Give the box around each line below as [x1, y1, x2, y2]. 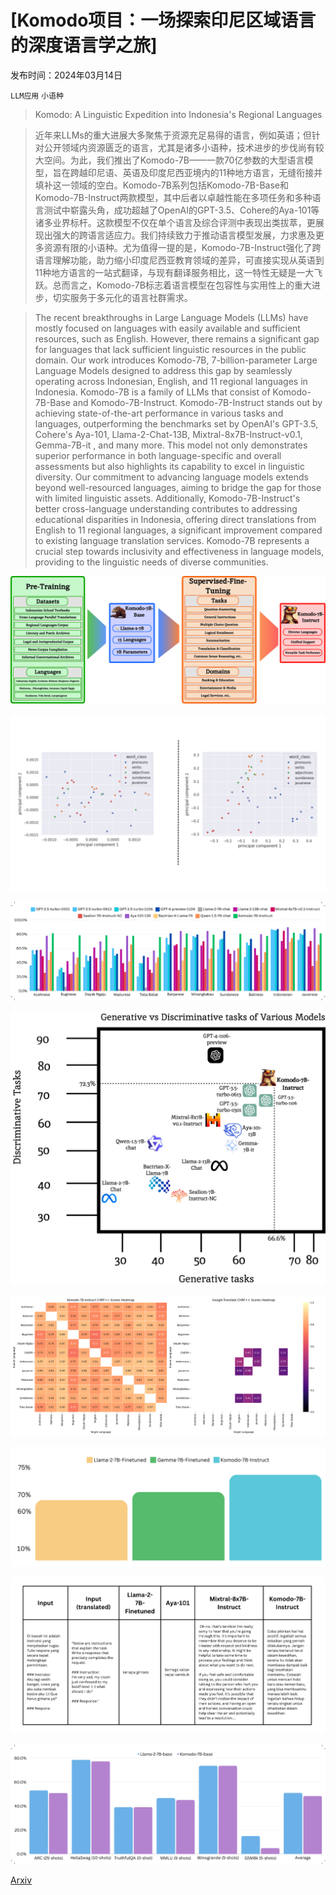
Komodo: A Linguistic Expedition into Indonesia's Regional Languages [34, 108, 323, 120]
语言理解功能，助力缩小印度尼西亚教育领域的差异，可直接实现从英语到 [34, 254, 325, 266]
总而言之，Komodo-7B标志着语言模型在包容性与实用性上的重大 [52, 279, 312, 291]
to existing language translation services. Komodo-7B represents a [34, 534, 310, 546]
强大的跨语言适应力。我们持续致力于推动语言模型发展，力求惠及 [52, 229, 316, 241]
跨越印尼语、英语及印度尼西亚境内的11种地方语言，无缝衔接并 [69, 166, 323, 178]
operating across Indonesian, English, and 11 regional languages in [34, 375, 308, 387]
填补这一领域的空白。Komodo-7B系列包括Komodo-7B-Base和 [34, 179, 289, 191]
